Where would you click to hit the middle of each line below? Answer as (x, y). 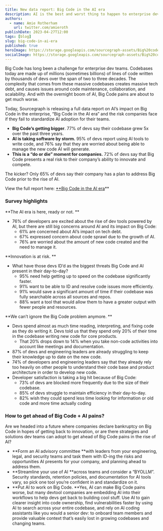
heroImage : (16, 50)
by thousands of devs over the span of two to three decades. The (71, 79)
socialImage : (18, 55)
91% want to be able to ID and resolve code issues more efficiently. (86, 286)
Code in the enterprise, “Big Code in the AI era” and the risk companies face (81, 114)
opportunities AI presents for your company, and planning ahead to (79, 461)
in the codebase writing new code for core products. (65, 336)
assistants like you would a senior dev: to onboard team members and (82, 513)
